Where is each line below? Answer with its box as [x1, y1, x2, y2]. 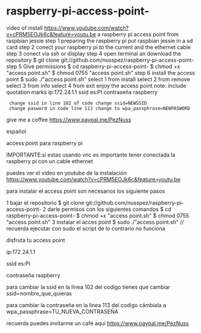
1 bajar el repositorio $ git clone [6, 199, 85, 206]
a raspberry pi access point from [97, 30, 179, 37]
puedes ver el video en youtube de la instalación [6, 169, 127, 176]
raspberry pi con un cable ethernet [6, 157, 94, 164]
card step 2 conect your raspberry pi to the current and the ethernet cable [6, 44, 191, 51]
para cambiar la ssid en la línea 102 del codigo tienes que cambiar [6, 283, 171, 291]
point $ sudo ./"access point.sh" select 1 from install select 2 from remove [6, 76, 190, 83]
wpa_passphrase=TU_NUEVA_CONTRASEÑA [6, 308, 119, 315]
